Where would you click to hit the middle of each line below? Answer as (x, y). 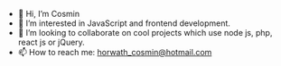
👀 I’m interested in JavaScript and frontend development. (124, 23)
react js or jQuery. (52, 42)
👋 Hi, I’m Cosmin (48, 14)
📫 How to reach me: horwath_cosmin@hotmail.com (115, 52)
